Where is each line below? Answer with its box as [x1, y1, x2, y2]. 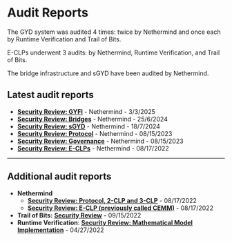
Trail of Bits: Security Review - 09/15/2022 [17, 211, 142, 219]
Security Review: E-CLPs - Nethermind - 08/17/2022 [17, 144, 169, 153]
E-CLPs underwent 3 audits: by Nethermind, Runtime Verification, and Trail [7, 48, 220, 57]
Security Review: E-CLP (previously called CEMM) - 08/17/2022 [27, 204, 214, 212]
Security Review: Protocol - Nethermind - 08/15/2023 [17, 129, 173, 137]
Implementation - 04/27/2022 [17, 226, 105, 234]
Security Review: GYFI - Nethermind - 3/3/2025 [17, 107, 155, 115]
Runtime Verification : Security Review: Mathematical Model [17, 218, 193, 226]
